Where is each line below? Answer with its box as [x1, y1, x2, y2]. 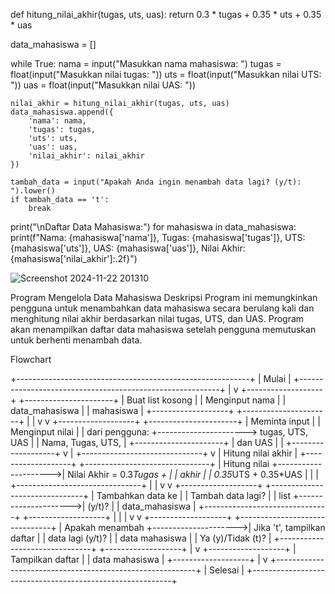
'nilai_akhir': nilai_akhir [28, 151, 145, 161]
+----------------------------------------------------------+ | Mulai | [10, 373, 292, 384]
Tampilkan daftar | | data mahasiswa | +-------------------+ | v [10, 554, 268, 565]
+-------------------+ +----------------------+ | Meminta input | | [51, 415, 321, 427]
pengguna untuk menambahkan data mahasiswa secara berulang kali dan [10, 302, 315, 314]
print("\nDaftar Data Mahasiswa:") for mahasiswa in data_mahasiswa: [10, 221, 297, 233]
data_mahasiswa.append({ [10, 107, 114, 117]
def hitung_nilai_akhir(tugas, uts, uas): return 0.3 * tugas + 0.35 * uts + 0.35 [10, 9, 322, 20]
